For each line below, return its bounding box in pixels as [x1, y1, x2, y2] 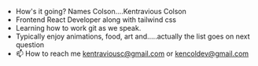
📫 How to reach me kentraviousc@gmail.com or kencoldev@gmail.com [15, 49, 249, 58]
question [15, 40, 45, 49]
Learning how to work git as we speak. [15, 24, 142, 32]
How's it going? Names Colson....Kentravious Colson [15, 7, 187, 16]
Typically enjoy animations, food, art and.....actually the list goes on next [15, 31, 250, 41]
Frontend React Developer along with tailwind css [15, 15, 177, 24]
